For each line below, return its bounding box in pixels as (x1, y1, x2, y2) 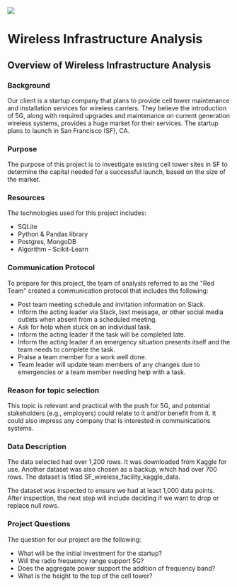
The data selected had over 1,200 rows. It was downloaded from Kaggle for (7, 458, 227, 466)
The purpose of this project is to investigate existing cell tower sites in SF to (7, 160, 228, 169)
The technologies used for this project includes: (7, 209, 147, 217)
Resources (7, 193, 45, 203)
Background (7, 80, 51, 90)
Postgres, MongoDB (17, 238, 76, 246)
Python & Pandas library (17, 230, 88, 238)
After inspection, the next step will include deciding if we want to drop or (7, 494, 219, 502)
